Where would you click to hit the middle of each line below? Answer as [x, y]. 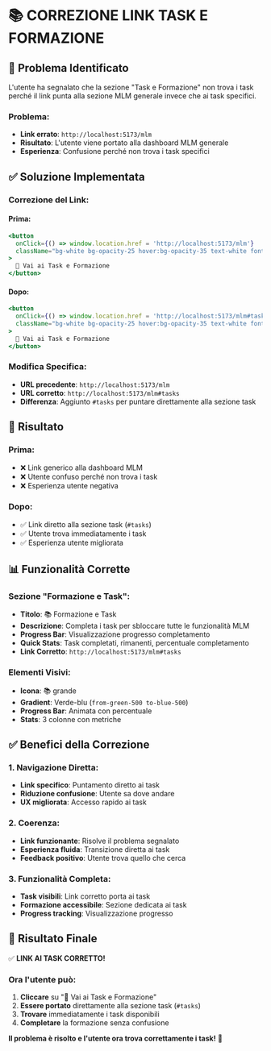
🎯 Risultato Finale [53, 939]
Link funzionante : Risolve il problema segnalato [100, 841]
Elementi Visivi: [40, 672]
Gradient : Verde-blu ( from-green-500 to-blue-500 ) [104, 702]
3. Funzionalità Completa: [60, 879]
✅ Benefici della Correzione [79, 745]
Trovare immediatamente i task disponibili [90, 1014]
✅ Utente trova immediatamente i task [83, 534]
